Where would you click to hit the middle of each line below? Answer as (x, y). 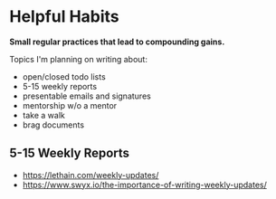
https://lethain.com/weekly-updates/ (90, 175)
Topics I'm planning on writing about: (78, 59)
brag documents (53, 125)
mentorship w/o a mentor (70, 105)
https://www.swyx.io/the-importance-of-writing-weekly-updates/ (144, 185)
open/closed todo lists (64, 76)
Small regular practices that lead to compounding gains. (117, 42)
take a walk (43, 115)
